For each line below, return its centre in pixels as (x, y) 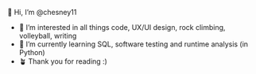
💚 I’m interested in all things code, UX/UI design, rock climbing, (122, 27)
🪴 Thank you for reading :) (63, 61)
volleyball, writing (48, 36)
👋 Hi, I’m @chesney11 (42, 12)
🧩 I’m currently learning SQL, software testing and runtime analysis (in (133, 44)
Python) (32, 52)
